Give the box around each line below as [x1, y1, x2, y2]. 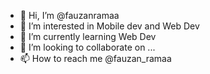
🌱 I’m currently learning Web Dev [19, 31, 157, 42]
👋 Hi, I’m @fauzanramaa [19, 10, 120, 21]
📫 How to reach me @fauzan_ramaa [19, 53, 172, 64]
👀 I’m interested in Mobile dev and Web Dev [19, 20, 200, 32]
